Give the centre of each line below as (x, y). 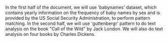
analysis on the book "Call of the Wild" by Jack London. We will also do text (84, 29)
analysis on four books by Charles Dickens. (50, 34)
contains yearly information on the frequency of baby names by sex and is (83, 13)
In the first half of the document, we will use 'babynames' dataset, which (81, 7)
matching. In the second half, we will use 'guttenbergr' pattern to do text (80, 23)
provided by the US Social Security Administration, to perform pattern (78, 18)
